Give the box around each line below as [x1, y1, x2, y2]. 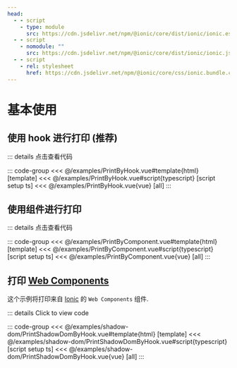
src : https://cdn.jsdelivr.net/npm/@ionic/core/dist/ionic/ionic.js [25, 50, 232, 57]
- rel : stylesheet [20, 63, 74, 70]
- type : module [20, 23, 65, 30]
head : [7, 10, 23, 18]
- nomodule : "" [20, 43, 65, 50]
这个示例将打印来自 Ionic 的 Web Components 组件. [7, 295, 149, 303]
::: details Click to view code [7, 309, 90, 317]
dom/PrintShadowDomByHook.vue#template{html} [7, 330, 156, 338]
